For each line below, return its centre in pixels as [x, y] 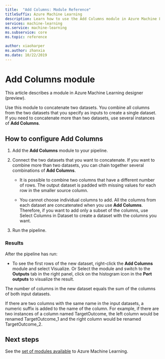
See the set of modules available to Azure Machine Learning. [67, 351]
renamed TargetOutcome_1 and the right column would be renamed [73, 319]
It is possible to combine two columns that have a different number [87, 180]
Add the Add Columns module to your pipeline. [60, 151]
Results [14, 243]
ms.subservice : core [26, 32]
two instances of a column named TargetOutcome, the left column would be [82, 314]
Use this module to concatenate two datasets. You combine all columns [77, 108]
